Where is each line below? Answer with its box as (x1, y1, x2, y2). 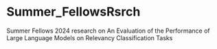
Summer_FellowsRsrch (6, 4, 141, 20)
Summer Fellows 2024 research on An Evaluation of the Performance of (6, 27, 210, 35)
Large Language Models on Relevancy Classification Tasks (6, 33, 173, 42)
